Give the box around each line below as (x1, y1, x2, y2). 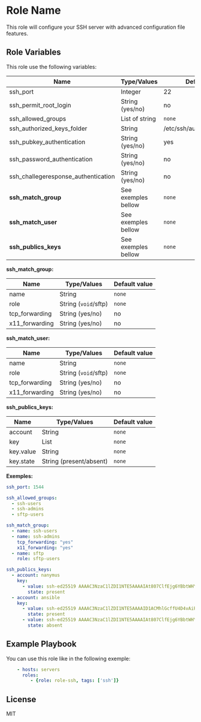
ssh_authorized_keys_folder (9, 124, 88, 133)
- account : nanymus (11, 572, 60, 579)
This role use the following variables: (6, 63, 97, 70)
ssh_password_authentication (9, 155, 93, 163)
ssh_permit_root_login (9, 101, 72, 109)
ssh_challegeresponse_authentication (9, 172, 115, 180)
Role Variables (6, 47, 61, 58)
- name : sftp (11, 550, 44, 556)
